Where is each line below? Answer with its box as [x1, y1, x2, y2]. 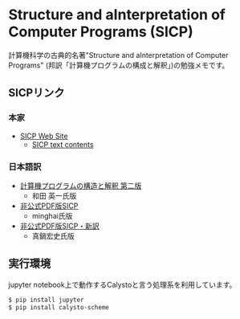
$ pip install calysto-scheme [8, 303, 110, 311]
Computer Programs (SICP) [8, 22, 194, 41]
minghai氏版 [31, 211, 73, 220]
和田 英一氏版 [31, 190, 77, 200]
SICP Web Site [19, 131, 68, 141]
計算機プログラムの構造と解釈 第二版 [19, 181, 142, 190]
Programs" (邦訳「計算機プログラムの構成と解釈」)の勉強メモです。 [8, 60, 230, 70]
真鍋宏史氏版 [31, 231, 75, 240]
